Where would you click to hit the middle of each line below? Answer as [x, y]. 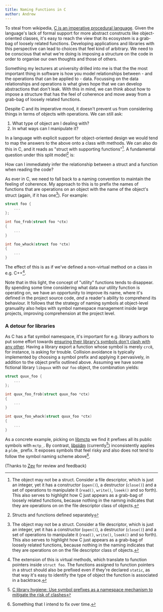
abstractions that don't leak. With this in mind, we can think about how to [78, 89]
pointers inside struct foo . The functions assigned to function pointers [83, 564]
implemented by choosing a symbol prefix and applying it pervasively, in [77, 357]
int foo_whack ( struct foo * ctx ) [38, 244]
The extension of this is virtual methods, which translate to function [79, 560]
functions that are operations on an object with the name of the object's [77, 189]
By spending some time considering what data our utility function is [73, 288]
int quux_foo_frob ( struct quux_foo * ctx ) [48, 394]
